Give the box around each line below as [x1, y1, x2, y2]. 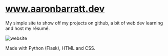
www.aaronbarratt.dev [5, 3, 105, 15]
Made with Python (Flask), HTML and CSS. [5, 45, 96, 51]
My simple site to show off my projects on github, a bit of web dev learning [5, 20, 163, 26]
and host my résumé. [5, 25, 50, 31]
